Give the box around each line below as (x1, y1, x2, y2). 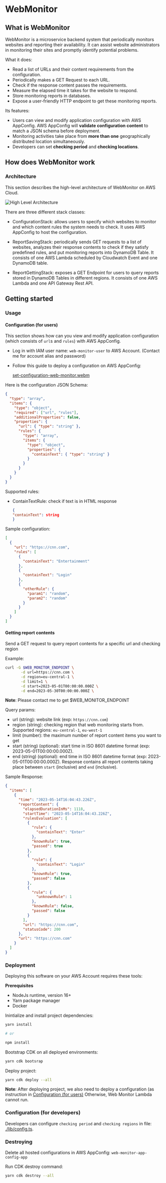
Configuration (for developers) (5, 1109, 81, 1116)
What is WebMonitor (5, 23, 70, 32)
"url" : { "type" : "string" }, (18, 424, 81, 429)
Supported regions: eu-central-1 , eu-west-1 (12, 727, 103, 733)
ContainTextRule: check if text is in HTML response (12, 498, 117, 504)
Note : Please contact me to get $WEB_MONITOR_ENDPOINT (5, 697, 130, 703)
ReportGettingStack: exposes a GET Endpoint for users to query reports (12, 270, 159, 276)
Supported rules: (5, 489, 40, 494)
